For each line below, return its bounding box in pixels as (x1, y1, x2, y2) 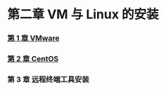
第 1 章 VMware (7, 33, 60, 43)
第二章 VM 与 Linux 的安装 (7, 6, 160, 22)
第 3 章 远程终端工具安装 (7, 75, 89, 84)
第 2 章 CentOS (7, 54, 58, 64)
